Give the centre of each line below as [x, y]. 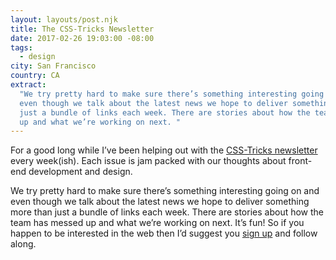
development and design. [80, 172]
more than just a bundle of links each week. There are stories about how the [167, 212]
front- [300, 161]
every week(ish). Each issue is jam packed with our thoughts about [148, 161]
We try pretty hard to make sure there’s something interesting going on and [165, 191]
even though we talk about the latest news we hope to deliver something [160, 202]
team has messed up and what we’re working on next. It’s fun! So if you [157, 223]
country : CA [35, 76]
